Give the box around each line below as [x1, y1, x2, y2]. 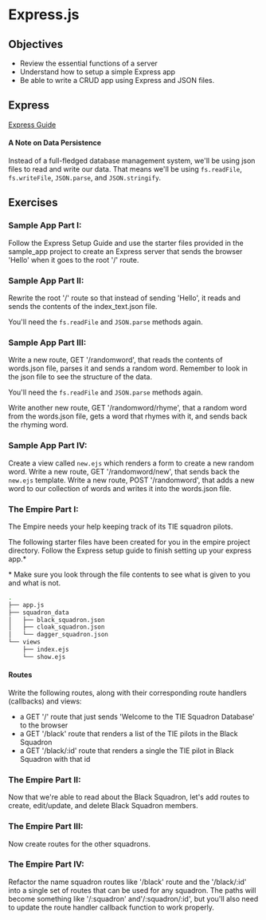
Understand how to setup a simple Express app [19, 67, 176, 77]
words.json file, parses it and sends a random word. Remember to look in [8, 363, 248, 373]
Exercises [8, 196, 58, 209]
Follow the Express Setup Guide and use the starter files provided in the [8, 238, 244, 248]
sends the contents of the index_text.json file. [8, 302, 158, 311]
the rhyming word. [8, 420, 69, 430]
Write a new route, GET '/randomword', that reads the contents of [8, 355, 223, 365]
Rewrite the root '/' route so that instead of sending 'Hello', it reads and [8, 293, 241, 303]
